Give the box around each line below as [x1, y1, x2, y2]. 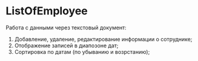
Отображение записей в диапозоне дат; [14, 42, 119, 49]
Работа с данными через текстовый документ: [5, 24, 127, 31]
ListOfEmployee [5, 4, 88, 18]
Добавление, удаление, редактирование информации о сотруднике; [14, 35, 193, 42]
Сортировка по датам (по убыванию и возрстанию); [14, 48, 150, 55]
